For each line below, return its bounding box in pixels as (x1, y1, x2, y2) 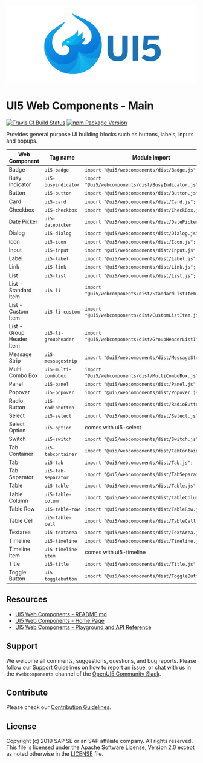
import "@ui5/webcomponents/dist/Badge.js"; (85, 167, 199, 173)
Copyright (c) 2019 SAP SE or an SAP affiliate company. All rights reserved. (6, 738, 193, 745)
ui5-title (44, 562, 69, 568)
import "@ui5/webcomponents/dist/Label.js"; (85, 256, 199, 262)
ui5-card (44, 199, 66, 205)
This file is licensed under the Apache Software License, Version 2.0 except (6, 744, 195, 751)
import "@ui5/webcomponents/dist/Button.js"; (85, 190, 201, 197)
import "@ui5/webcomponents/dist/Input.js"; (85, 247, 199, 254)
